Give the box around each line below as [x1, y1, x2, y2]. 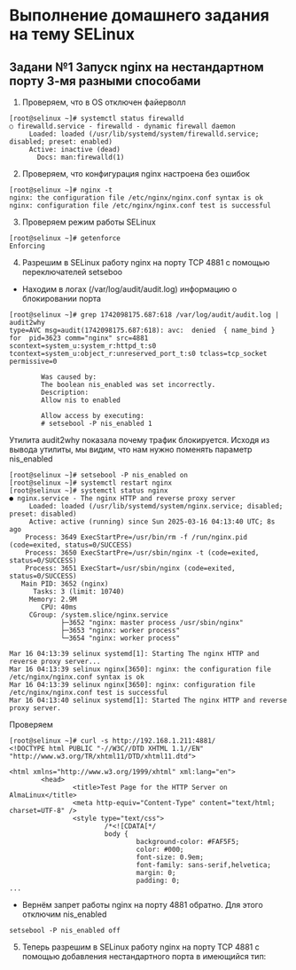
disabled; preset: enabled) [9, 138, 113, 146]
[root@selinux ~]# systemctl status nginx [9, 486, 168, 495]
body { [104, 830, 129, 839]
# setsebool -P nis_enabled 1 [41, 419, 152, 428]
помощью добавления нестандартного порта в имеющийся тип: [21, 951, 267, 961]
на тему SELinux [9, 24, 136, 44]
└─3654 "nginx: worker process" [60, 634, 180, 643]
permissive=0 [9, 357, 58, 366]
